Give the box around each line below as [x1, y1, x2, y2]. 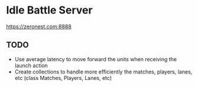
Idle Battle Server [6, 4, 93, 17]
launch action [14, 62, 48, 69]
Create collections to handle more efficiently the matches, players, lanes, [14, 68, 193, 75]
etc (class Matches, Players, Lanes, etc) [14, 74, 112, 81]
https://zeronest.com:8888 [6, 23, 72, 30]
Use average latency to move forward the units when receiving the [14, 55, 177, 62]
